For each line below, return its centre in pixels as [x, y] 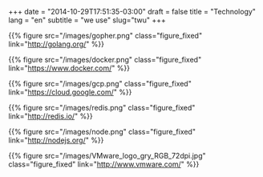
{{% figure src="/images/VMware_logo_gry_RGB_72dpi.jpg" [107, 156]
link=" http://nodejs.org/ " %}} [56, 140]
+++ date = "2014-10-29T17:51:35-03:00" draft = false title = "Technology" [132, 12]
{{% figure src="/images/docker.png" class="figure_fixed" [105, 60]
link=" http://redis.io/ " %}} [51, 116]
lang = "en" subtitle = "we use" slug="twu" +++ [87, 20]
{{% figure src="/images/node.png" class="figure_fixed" [102, 132]
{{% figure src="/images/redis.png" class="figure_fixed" [102, 108]
